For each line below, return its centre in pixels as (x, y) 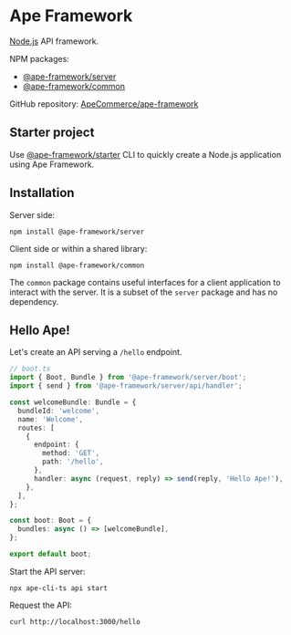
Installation (42, 193)
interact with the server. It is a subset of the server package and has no (144, 292)
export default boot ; (51, 554)
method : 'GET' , (71, 453)
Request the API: (41, 605)
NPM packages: (40, 58)
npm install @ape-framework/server (77, 232)
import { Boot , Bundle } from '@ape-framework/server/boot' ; (128, 378)
